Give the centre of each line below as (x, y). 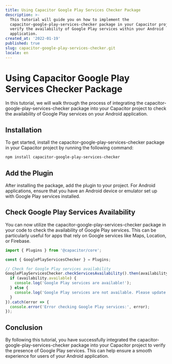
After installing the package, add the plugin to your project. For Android (80, 185)
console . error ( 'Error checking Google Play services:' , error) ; (80, 307)
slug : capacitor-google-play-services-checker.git (60, 48)
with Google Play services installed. (43, 196)
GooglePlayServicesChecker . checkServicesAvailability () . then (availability (87, 274)
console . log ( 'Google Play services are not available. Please (82, 292)
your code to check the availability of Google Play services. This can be (81, 230)
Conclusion (24, 327)
